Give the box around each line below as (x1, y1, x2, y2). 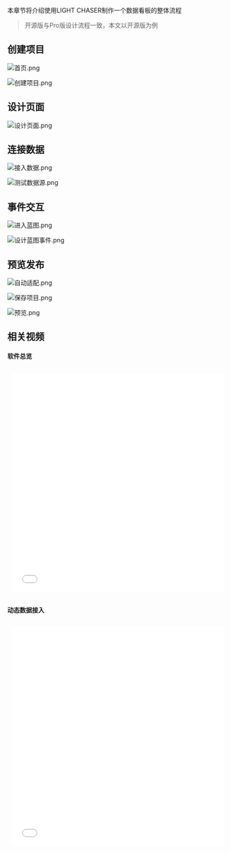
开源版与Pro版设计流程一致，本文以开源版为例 (24, 21, 158, 30)
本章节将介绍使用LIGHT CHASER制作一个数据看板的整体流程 (7, 6, 182, 14)
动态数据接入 (7, 606, 44, 614)
